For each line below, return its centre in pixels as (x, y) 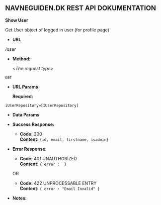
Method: (21, 59)
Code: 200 (31, 134)
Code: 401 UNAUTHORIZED (48, 158)
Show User (17, 20)
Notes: (19, 198)
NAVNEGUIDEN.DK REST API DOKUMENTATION (81, 8)
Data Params (26, 114)
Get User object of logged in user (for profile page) (57, 30)
